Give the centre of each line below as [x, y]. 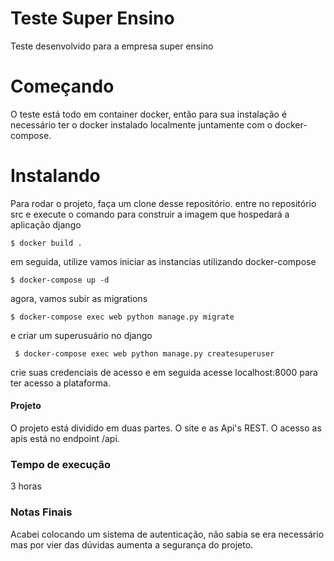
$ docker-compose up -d [60, 280]
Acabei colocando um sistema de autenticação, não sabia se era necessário [167, 534]
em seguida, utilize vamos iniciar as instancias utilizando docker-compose [163, 261]
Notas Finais [41, 512]
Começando [62, 86]
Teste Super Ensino [92, 18]
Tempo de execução [60, 464]
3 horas [26, 486]
